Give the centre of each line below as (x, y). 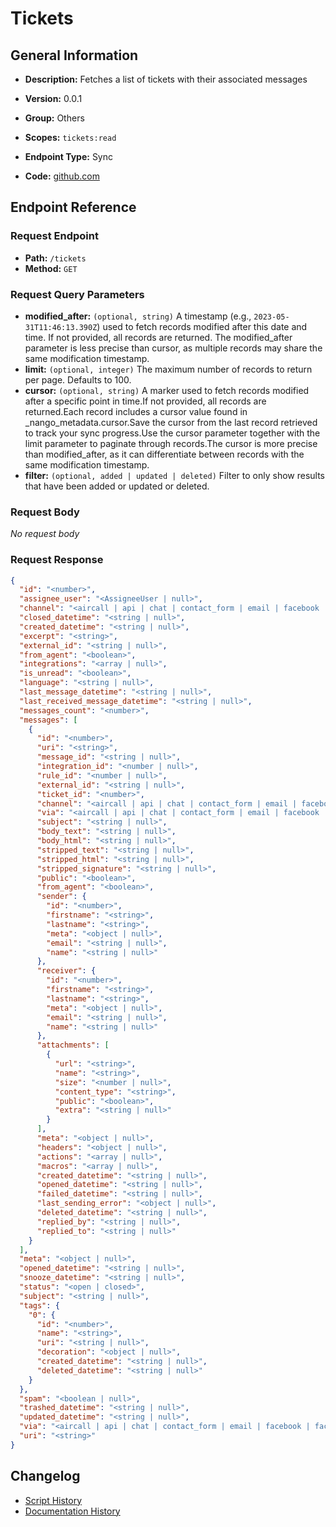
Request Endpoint (54, 236)
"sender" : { (61, 897)
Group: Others (54, 118)
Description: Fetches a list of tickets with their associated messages (166, 79)
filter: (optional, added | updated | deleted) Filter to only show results (175, 475)
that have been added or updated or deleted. (117, 486)
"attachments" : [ (73, 1045)
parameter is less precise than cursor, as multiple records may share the (173, 348)
